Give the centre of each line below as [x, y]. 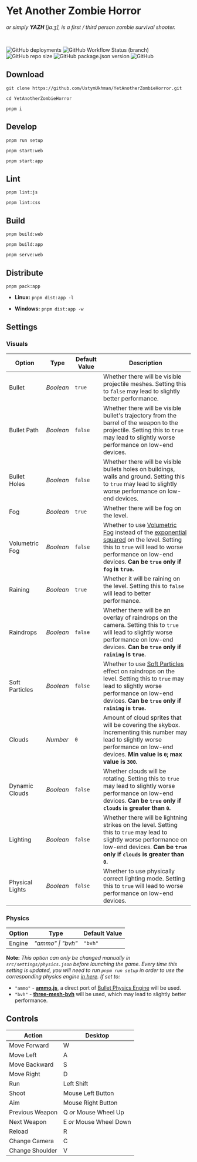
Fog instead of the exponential [145, 532]
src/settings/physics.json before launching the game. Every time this [92, 964]
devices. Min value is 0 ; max [143, 754]
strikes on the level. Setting [140, 824]
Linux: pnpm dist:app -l [44, 297]
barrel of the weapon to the [141, 423]
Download [25, 75]
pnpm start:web [25, 151]
